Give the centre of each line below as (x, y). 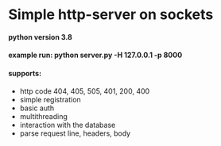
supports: (25, 73)
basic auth (37, 108)
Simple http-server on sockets (111, 15)
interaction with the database (68, 125)
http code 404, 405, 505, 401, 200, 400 (85, 91)
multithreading (43, 116)
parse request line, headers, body (75, 133)
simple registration (50, 99)
